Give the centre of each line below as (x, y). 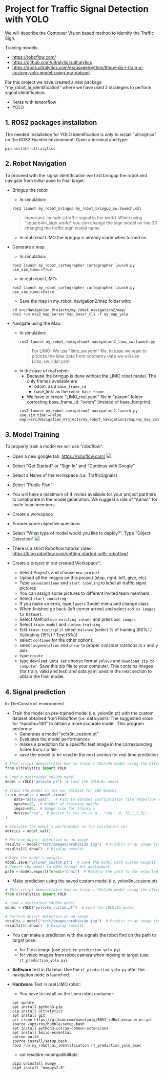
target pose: (24, 940)
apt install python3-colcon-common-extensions (60, 1028)
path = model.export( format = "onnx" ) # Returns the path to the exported (82, 872)
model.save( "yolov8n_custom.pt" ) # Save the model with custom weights (81, 862)
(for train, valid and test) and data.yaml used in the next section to (86, 672)
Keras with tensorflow (34, 102)
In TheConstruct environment (35, 704)
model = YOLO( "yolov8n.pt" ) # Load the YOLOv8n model (62, 782)
